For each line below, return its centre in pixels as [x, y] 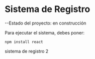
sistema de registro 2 [27, 51]
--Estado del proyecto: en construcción [45, 23]
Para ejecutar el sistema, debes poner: [45, 32]
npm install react [24, 42]
